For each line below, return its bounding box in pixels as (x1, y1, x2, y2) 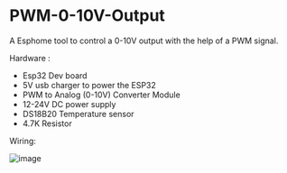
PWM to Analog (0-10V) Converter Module (22, 89, 181, 100)
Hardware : (9, 52, 51, 63)
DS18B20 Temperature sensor (22, 108, 134, 119)
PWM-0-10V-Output (9, 5, 165, 26)
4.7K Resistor (22, 118, 72, 129)
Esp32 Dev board (22, 69, 88, 81)
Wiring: (9, 135, 36, 146)
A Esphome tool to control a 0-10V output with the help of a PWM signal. (9, 35, 279, 46)
